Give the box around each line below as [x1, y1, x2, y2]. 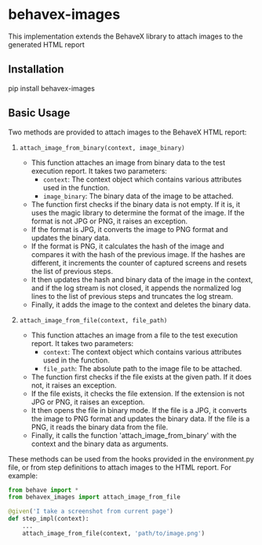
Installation [8, 63, 64, 76]
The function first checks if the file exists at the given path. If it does [31, 372, 253, 381]
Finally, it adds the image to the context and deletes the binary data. [31, 300, 251, 309]
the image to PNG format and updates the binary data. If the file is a [31, 414, 250, 423]
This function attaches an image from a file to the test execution [31, 330, 238, 340]
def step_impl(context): [8, 515, 89, 523]
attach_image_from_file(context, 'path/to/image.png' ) [22, 529, 206, 537]
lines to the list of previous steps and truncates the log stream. [31, 291, 234, 300]
